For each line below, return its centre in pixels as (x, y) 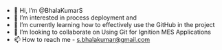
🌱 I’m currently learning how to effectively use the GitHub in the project (114, 25)
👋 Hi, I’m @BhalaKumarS (48, 10)
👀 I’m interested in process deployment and (75, 18)
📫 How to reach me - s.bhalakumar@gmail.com (82, 40)
